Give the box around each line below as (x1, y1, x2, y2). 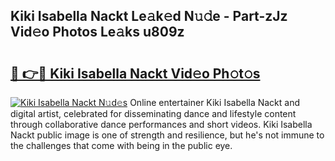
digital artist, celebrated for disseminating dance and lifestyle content (10, 108, 297, 119)
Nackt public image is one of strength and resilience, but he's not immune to (10, 129, 325, 141)
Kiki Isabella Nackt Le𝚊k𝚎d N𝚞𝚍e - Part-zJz (10, 8, 288, 25)
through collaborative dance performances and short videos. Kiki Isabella (10, 119, 313, 130)
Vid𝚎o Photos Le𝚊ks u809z (10, 24, 185, 41)
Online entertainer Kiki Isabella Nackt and (129, 97, 301, 108)
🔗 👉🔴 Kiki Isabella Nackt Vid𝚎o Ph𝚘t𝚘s (10, 65, 261, 82)
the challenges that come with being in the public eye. (10, 140, 233, 151)
